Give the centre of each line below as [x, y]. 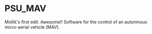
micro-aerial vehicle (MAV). [32, 27]
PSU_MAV [25, 8]
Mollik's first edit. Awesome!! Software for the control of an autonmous [76, 22]
